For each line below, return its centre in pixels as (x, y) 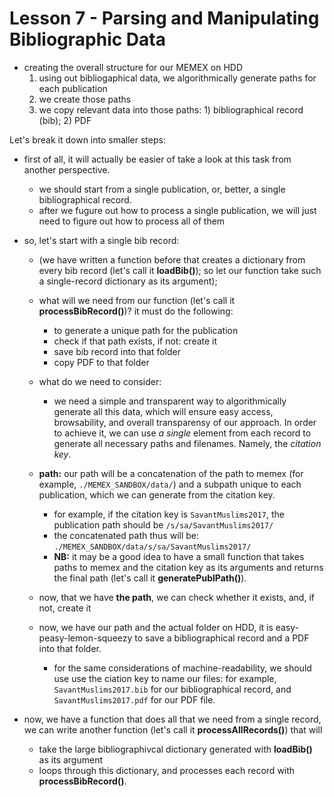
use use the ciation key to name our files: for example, (165, 678)
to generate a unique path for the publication (146, 330)
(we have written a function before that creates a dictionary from (172, 259)
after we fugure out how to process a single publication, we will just (177, 210)
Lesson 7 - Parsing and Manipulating (164, 18)
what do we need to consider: (100, 381)
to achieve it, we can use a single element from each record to (182, 433)
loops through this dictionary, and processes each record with (167, 770)
